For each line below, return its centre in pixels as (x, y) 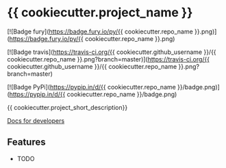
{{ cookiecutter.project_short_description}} (67, 107)
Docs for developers (36, 120)
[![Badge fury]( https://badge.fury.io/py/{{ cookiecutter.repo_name (100, 31)
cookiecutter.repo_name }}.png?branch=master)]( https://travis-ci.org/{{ (109, 59)
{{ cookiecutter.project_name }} (100, 13)
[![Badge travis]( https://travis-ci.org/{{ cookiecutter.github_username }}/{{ (112, 52)
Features (26, 142)
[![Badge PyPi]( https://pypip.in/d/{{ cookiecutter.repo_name (91, 87)
